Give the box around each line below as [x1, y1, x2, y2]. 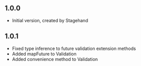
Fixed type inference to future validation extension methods [12, 45, 136, 51]
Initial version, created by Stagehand [12, 17, 89, 23]
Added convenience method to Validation [12, 56, 98, 62]
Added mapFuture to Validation [12, 50, 77, 57]
